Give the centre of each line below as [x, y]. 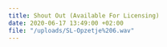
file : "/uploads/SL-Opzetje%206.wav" [71, 30]
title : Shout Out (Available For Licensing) [84, 16]
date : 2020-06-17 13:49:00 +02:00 [66, 23]
